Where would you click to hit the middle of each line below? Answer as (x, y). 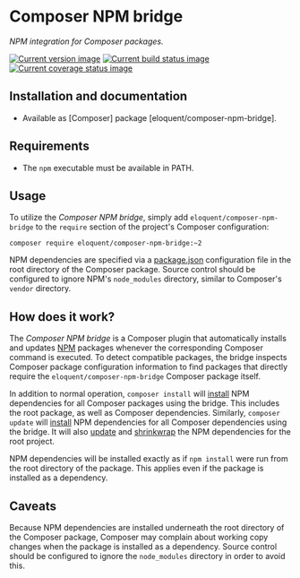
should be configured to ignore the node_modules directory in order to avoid (147, 556)
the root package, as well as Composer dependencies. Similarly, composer (145, 413)
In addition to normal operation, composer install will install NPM (129, 394)
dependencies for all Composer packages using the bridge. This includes (145, 403)
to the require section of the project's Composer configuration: (152, 227)
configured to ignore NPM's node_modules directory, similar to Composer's (146, 279)
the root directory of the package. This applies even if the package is (137, 469)
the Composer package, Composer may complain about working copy (139, 537)
